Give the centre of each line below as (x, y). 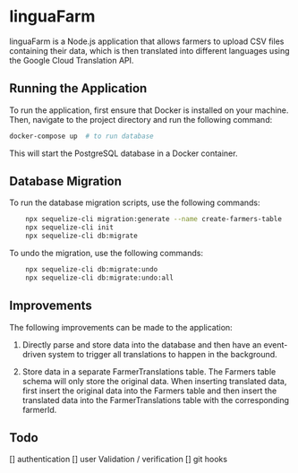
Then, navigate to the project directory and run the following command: (141, 119)
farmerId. (39, 409)
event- (276, 344)
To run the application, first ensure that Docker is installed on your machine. (149, 110)
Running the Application (78, 88)
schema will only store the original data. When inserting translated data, (154, 381)
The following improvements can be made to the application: (121, 327)
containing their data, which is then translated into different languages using (149, 50)
